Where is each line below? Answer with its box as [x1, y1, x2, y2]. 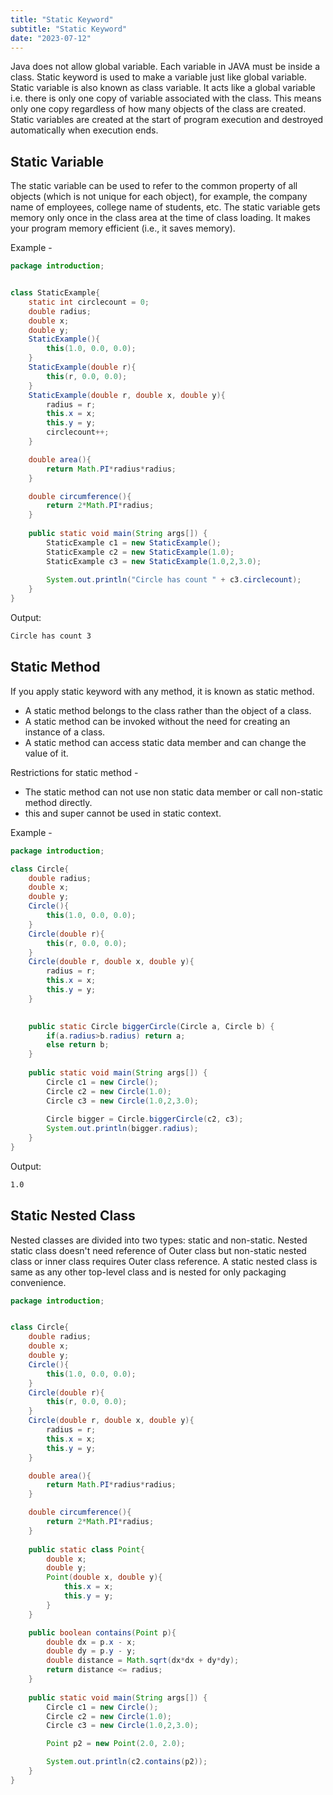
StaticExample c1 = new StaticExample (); [46, 537, 222, 548]
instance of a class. [24, 726, 106, 738]
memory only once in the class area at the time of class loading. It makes [10, 212, 311, 224]
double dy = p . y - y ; [46, 1646, 137, 1656]
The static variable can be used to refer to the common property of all [10, 180, 298, 192]
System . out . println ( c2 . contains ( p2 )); [46, 1757, 208, 1767]
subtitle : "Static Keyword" [10, 24, 128, 34]
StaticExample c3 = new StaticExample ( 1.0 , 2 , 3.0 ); [46, 556, 262, 566]
